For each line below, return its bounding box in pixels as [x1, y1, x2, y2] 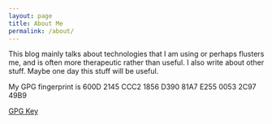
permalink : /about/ [8, 27, 75, 35]
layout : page [8, 11, 53, 20]
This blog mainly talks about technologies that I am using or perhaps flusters [8, 49, 265, 59]
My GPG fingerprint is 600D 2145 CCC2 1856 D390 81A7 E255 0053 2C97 [8, 82, 257, 92]
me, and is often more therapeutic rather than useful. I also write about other [8, 58, 265, 67]
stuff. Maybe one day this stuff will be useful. [8, 66, 159, 76]
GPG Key [8, 106, 39, 116]
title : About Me [8, 19, 63, 28]
